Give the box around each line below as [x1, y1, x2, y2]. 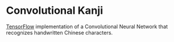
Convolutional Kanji [6, 4, 103, 17]
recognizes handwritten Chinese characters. [6, 29, 113, 36]
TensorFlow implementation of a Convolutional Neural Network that [6, 23, 168, 30]
